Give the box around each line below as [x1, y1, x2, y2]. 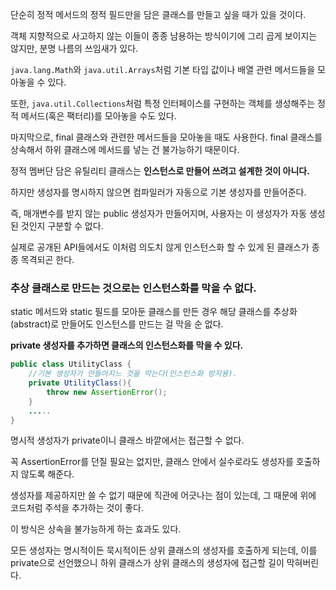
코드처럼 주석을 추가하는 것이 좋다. [10, 502, 144, 514]
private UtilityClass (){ [28, 378, 132, 388]
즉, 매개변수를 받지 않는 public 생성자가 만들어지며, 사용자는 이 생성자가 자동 [10, 208, 308, 219]
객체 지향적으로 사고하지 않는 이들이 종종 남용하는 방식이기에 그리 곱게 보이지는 [10, 30, 318, 42]
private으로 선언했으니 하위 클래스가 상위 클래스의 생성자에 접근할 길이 [10, 557, 285, 569]
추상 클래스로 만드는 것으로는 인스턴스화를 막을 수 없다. [10, 281, 257, 295]
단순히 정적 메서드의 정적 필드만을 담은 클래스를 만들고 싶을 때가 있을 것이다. [10, 9, 307, 20]
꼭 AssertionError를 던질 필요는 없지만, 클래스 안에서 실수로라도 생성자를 [10, 456, 294, 468]
